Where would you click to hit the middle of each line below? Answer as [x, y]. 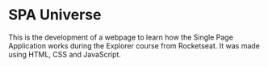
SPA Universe [55, 15]
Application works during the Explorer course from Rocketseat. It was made [134, 45]
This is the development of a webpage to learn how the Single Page [121, 37]
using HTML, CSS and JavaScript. [65, 54]
